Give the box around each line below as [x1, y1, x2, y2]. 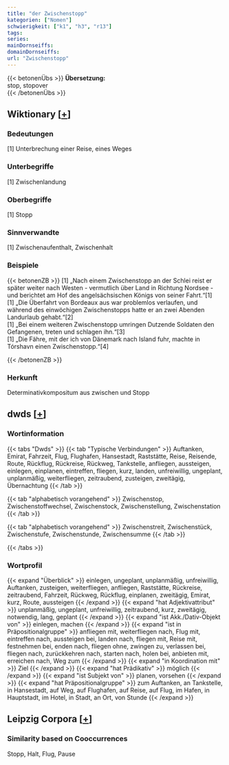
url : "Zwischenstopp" [7, 55, 69, 62]
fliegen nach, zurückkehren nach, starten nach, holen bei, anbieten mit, [7, 649, 209, 657]
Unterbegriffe [7, 162, 54, 172]
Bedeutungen [7, 129, 54, 139]
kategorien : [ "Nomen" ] [7, 17, 72, 23]
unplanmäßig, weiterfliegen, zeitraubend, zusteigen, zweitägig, [7, 473, 186, 482]
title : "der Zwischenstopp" [7, 10, 88, 17]
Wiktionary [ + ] [7, 108, 71, 121]
